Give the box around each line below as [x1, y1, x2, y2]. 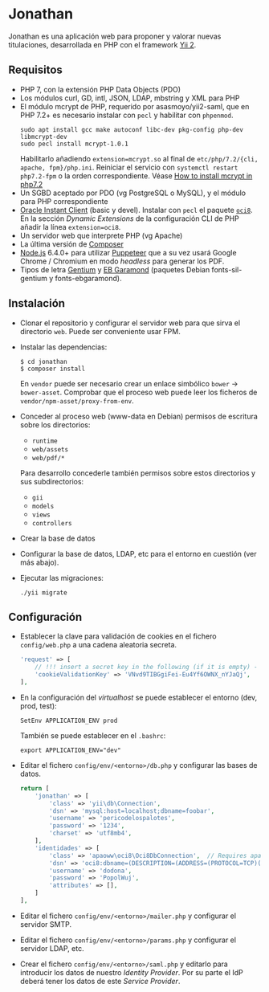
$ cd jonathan [19, 357, 67, 365]
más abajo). [19, 557, 59, 567]
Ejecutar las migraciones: [19, 573, 104, 582]
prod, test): [19, 700, 58, 711]
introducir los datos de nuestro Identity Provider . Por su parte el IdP [19, 967, 243, 977]
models [31, 502, 55, 510]
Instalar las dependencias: [19, 342, 108, 352]
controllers [31, 519, 72, 527]
